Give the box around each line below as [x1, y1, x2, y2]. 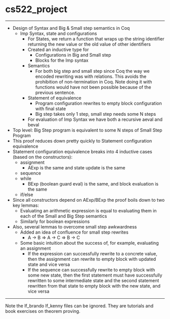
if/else [20, 191, 33, 198]
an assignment [20, 245, 51, 251]
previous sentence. [35, 89, 75, 96]
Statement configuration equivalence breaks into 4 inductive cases [12, 148, 153, 155]
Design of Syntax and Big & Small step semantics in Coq [12, 25, 130, 31]
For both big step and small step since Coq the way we [35, 68, 150, 74]
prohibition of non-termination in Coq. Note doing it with [35, 78, 152, 84]
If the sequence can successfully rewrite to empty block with [27, 266, 155, 272]
